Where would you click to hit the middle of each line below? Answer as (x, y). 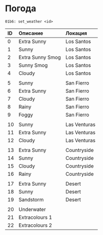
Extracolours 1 (35, 217)
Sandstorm (31, 199)
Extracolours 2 (35, 225)
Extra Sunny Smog (40, 57)
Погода (21, 9)
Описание (31, 33)
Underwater (32, 209)
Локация (76, 33)
